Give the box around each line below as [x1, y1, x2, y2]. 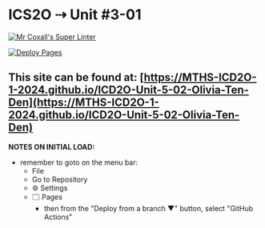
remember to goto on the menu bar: [19, 158, 139, 167]
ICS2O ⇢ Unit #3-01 [8, 6, 142, 24]
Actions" [43, 212, 73, 222]
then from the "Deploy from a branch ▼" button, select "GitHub [43, 203, 254, 213]
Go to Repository [31, 174, 88, 184]
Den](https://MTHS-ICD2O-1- [8, 96, 160, 110]
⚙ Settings [31, 182, 68, 193]
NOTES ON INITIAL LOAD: [8, 142, 95, 151]
